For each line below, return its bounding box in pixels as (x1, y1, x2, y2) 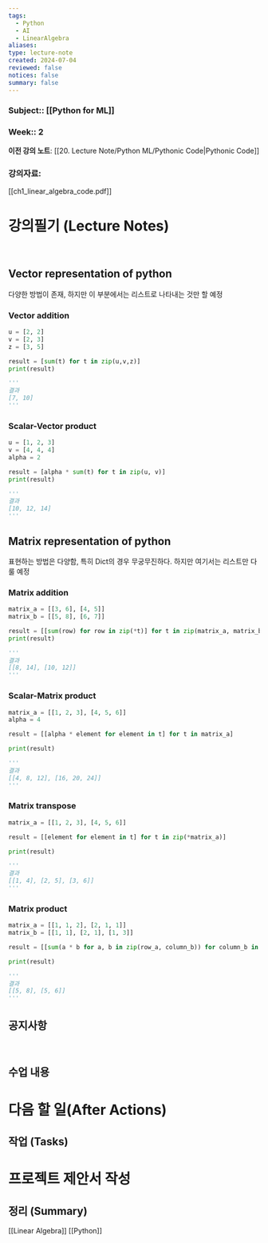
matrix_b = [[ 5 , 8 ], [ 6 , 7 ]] (8, 613, 105, 621)
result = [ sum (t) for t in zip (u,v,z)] (8, 357, 141, 365)
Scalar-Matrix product (8, 690, 97, 701)
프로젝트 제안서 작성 (8, 1170, 132, 1189)
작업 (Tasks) (8, 1135, 69, 1149)
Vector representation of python (8, 267, 172, 281)
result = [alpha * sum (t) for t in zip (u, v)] (8, 467, 166, 476)
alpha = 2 (8, 453, 41, 461)
